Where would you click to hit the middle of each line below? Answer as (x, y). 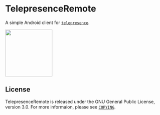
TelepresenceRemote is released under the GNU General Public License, (80, 101)
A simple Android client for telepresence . (47, 22)
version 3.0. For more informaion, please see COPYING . (60, 107)
